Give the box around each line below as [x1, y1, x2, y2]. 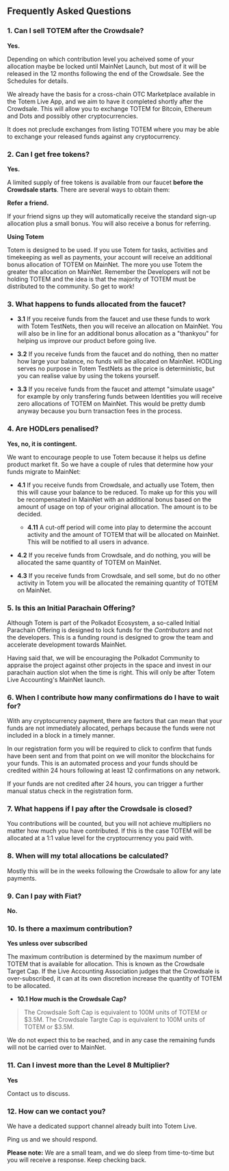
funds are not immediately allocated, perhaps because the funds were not [7, 724, 215, 732]
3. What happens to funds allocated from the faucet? [7, 299, 187, 309]
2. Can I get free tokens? [7, 149, 90, 159]
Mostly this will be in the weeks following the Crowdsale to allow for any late [7, 866, 221, 875]
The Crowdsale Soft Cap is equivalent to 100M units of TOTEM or [23, 1008, 208, 1016]
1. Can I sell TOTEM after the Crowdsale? [7, 26, 144, 36]
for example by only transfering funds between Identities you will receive [16, 392, 223, 401]
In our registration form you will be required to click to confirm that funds [7, 744, 212, 753]
